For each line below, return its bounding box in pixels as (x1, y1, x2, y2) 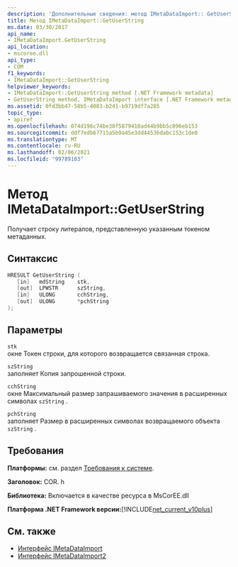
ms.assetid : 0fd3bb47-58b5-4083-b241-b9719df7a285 (7, 103, 160, 110)
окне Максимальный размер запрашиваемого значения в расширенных (7, 389, 228, 397)
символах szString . (7, 397, 69, 405)
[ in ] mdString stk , (16, 278, 91, 285)
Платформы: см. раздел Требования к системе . (7, 463, 154, 472)
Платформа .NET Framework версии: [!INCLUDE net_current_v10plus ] (7, 505, 213, 513)
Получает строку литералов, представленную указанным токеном (7, 224, 210, 233)
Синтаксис (7, 253, 58, 265)
